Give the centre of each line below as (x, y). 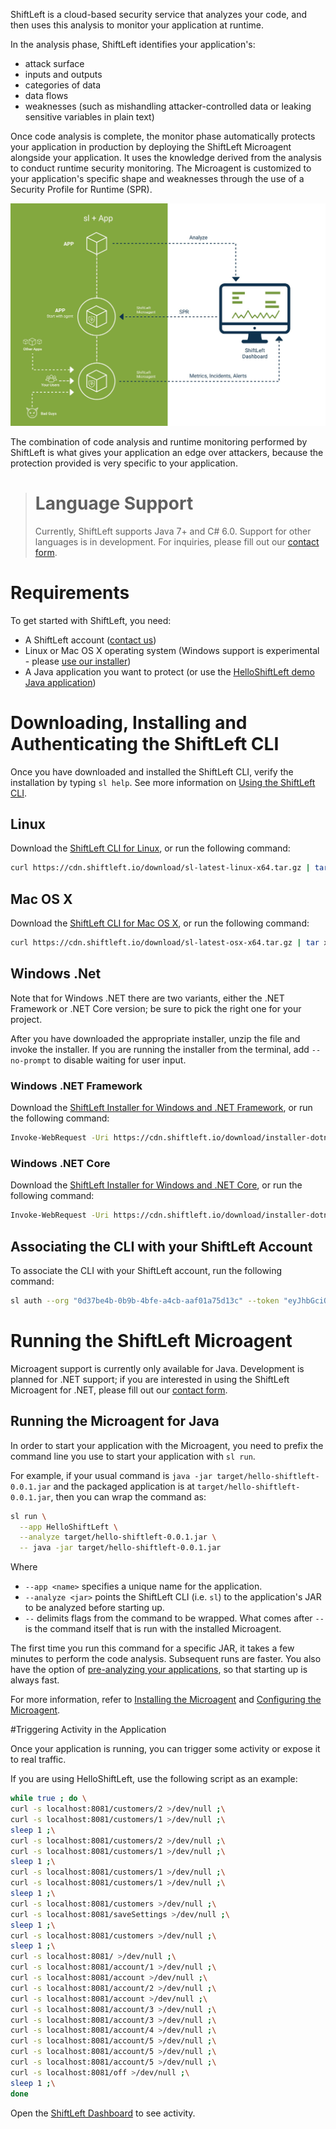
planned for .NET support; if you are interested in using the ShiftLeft (150, 1379)
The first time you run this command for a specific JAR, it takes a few (152, 1648)
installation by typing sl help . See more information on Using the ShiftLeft (163, 782)
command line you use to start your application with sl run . (133, 1456)
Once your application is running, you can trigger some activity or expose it (165, 1749)
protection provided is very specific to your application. (124, 463)
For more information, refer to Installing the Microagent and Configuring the (166, 1700)
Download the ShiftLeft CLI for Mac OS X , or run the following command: (160, 923)
